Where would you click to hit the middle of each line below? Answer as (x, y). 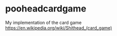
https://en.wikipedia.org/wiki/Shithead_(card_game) (59, 27)
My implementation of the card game (43, 22)
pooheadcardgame (46, 9)
